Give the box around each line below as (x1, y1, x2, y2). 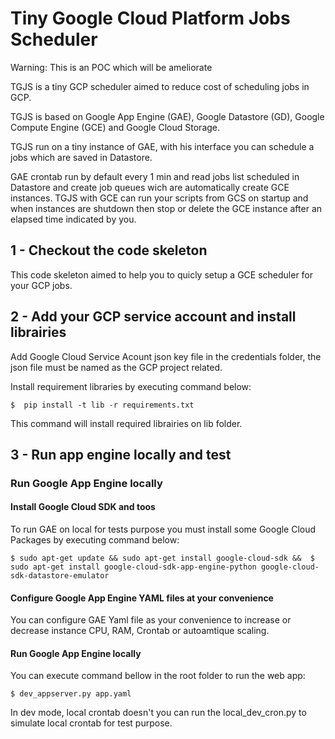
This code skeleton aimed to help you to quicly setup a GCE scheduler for (10, 268, 314, 281)
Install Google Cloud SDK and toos (10, 501, 156, 513)
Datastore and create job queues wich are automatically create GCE (10, 181, 290, 193)
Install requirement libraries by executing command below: (10, 380, 252, 392)
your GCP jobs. (10, 279, 73, 291)
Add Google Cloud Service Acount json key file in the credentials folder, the (10, 350, 322, 362)
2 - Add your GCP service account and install (10, 308, 297, 326)
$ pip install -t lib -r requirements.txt (10, 400, 195, 410)
